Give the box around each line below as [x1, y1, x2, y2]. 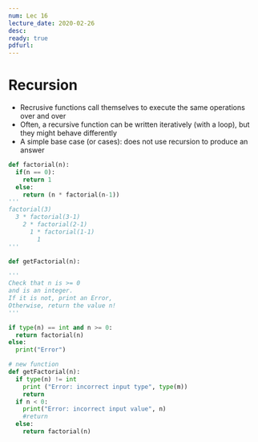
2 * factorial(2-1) [22, 221, 88, 229]
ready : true [8, 34, 48, 43]
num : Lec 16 [8, 11, 48, 20]
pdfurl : [8, 42, 34, 50]
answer [19, 145, 45, 155]
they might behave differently [19, 128, 118, 138]
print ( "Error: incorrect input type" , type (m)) [22, 383, 188, 391]
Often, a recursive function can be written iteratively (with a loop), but [19, 120, 250, 129]
